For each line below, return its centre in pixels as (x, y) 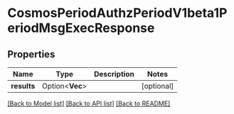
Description (114, 74)
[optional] (158, 86)
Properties (31, 54)
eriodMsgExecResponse (81, 28)
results (23, 86)
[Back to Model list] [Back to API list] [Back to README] (89, 103)
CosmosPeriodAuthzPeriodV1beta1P (117, 13)
